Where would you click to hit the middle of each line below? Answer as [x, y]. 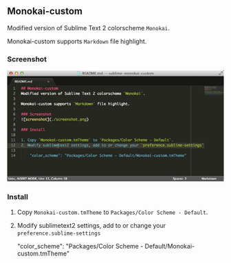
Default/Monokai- [169, 246]
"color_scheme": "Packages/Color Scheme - [80, 246]
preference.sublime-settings [59, 233]
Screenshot [27, 59]
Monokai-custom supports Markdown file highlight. [77, 41]
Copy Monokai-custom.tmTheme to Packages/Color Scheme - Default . [112, 212]
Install [18, 197]
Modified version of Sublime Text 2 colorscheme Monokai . [88, 28]
